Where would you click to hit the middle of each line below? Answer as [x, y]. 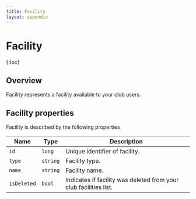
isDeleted [22, 184]
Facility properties [40, 113]
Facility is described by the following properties [63, 127]
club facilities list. [89, 187]
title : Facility [26, 11]
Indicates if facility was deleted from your [122, 180]
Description [126, 142]
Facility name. [84, 170]
